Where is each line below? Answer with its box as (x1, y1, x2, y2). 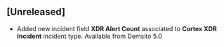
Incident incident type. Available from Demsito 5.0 (16, 32, 162, 40)
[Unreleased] (6, 6, 66, 18)
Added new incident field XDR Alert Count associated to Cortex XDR (16, 24, 217, 32)
